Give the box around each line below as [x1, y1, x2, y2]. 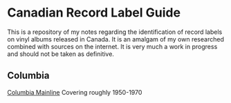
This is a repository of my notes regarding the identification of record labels [7, 28, 223, 36]
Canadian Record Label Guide [7, 5, 181, 21]
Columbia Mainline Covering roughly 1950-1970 [7, 88, 142, 96]
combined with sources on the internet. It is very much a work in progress [7, 42, 218, 50]
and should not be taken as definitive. [7, 50, 114, 58]
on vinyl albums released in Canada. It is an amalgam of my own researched [7, 35, 225, 43]
